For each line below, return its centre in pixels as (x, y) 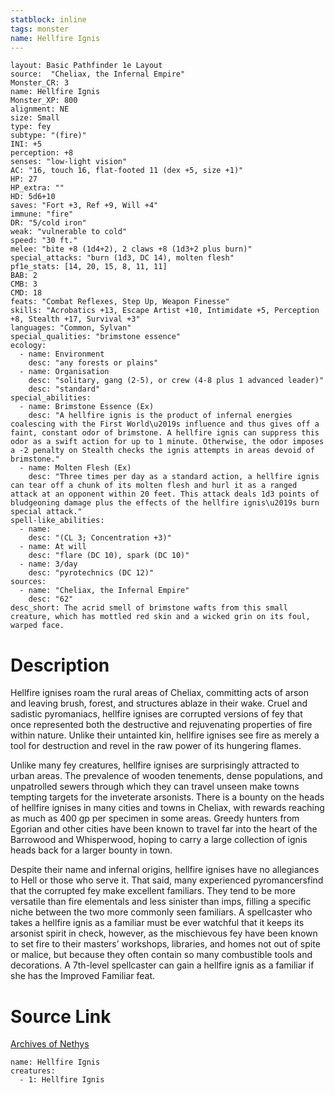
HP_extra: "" (37, 188)
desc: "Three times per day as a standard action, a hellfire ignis (174, 477)
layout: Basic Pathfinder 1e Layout (86, 66)
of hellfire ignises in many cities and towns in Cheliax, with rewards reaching (167, 808)
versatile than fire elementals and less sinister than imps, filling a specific (161, 902)
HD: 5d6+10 (33, 197)
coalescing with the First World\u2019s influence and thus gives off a (165, 424)
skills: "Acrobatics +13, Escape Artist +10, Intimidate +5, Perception (165, 311)
